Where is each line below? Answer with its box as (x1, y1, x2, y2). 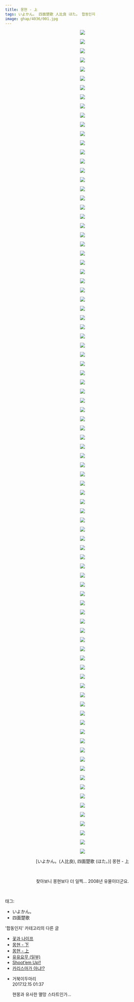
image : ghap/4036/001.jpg (5, 16, 58, 21)
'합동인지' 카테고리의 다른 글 (5, 925, 59, 931)
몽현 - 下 (12, 942, 29, 948)
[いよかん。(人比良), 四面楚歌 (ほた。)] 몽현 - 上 (36, 858, 129, 864)
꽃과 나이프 (12, 936, 34, 942)
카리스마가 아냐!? (12, 965, 45, 972)
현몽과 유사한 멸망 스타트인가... (12, 992, 72, 998)
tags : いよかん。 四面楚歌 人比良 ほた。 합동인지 (5, 12, 96, 17)
